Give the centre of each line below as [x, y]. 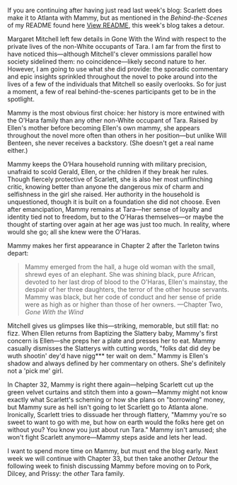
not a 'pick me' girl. [35, 371]
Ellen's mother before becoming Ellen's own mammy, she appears [104, 128]
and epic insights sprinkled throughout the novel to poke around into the [112, 76]
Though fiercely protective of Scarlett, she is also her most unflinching [110, 179]
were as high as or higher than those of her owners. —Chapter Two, [123, 304]
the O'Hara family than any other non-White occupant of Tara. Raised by [112, 120]
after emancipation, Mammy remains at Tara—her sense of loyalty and [110, 209]
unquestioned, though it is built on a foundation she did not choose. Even [114, 202]
